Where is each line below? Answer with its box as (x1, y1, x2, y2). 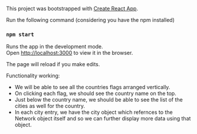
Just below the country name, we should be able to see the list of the (14, 96, 183, 103)
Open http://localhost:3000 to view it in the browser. (6, 50, 133, 57)
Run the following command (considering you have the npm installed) (6, 17, 175, 23)
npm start (6, 31, 34, 38)
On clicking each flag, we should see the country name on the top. (14, 90, 177, 97)
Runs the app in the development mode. (6, 43, 103, 50)
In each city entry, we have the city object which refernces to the (14, 109, 173, 116)
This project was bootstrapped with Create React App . (6, 5, 139, 12)
